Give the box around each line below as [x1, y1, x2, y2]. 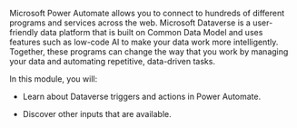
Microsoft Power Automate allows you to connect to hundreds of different [9, 8, 285, 18]
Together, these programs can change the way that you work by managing [9, 46, 289, 57]
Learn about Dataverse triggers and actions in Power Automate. [22, 91, 262, 102]
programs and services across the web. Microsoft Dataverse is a [9, 17, 252, 28]
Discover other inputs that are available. [22, 109, 173, 119]
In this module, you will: [9, 74, 98, 84]
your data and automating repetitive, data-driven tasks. [9, 56, 216, 66]
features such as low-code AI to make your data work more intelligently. [9, 36, 279, 47]
